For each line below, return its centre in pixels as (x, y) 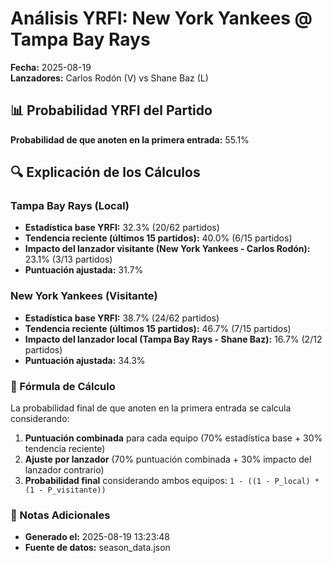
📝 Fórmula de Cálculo (63, 386)
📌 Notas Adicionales (60, 515)
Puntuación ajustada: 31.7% (84, 270)
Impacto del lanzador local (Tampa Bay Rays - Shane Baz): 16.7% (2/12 (173, 339)
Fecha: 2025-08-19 (51, 67)
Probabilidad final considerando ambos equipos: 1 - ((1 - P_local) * (172, 481)
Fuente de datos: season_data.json (97, 548)
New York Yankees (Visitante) (84, 296)
